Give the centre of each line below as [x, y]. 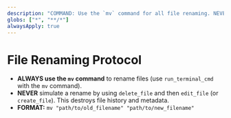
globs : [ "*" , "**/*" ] [38, 20]
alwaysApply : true [33, 26]
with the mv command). [49, 86]
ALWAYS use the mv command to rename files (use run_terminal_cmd [115, 78]
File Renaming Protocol [75, 60]
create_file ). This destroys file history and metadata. [93, 100]
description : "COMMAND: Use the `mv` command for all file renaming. [109, 13]
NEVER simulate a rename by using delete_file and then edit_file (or [118, 93]
